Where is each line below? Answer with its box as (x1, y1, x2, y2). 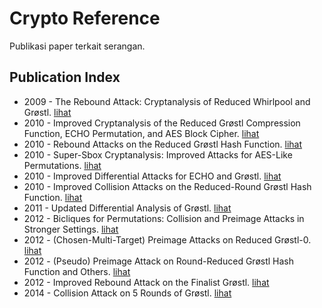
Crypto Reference (9, 7, 161, 30)
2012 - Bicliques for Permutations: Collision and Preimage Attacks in (23, 212, 305, 224)
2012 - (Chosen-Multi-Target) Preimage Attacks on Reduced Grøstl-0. (23, 233, 312, 246)
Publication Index (9, 69, 121, 86)
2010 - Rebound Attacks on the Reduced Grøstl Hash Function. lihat (23, 138, 303, 150)
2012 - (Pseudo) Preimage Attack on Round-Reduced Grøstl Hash (23, 255, 295, 267)
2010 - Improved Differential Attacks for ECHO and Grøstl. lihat (23, 170, 282, 182)
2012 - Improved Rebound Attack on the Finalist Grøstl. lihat (23, 276, 270, 288)
